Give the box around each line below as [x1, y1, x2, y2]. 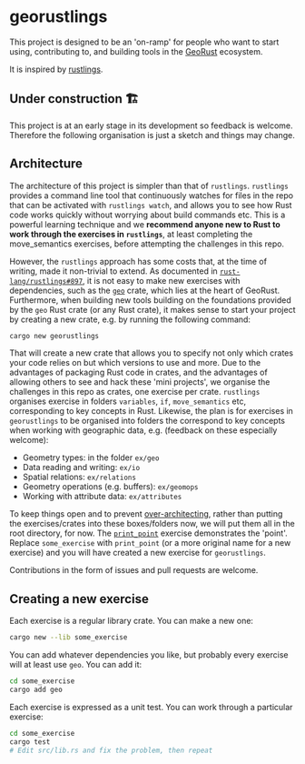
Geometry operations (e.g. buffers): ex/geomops [22, 481, 199, 492]
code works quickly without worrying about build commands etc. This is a [9, 209, 286, 220]
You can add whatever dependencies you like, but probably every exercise [9, 649, 289, 660]
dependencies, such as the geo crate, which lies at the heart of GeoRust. [9, 285, 280, 296]
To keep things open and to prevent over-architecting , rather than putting [9, 508, 283, 519]
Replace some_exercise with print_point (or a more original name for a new [9, 538, 291, 548]
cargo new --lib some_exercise [9, 633, 128, 642]
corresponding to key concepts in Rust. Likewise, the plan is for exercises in [9, 406, 293, 417]
